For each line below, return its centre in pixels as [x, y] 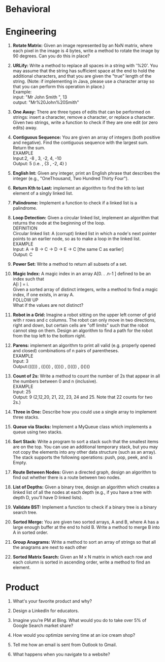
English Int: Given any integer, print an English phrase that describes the [86, 173]
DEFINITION [25, 228]
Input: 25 [22, 392]
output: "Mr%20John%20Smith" [46, 102]
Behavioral [28, 9]
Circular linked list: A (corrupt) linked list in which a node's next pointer [84, 234]
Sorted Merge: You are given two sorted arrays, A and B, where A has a [86, 522]
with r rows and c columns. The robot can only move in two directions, [84, 320]
